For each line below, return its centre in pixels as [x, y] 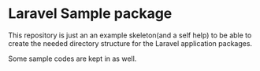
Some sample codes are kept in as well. [72, 59]
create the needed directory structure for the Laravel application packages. [130, 43]
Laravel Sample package [90, 14]
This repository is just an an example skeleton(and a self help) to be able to [130, 35]
